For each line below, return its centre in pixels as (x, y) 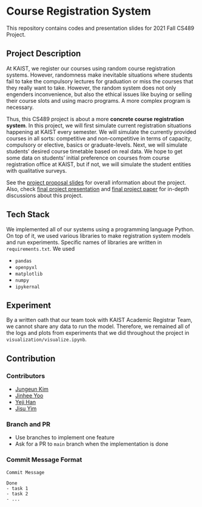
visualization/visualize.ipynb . (46, 340)
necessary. (20, 107)
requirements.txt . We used (41, 248)
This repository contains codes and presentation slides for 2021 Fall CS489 (100, 28)
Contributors (26, 376)
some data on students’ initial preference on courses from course (88, 158)
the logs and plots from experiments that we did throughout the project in (98, 333)
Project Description (44, 54)
